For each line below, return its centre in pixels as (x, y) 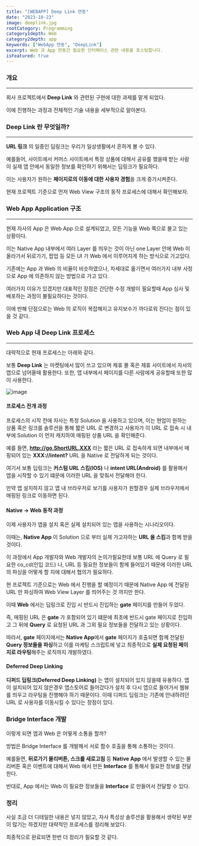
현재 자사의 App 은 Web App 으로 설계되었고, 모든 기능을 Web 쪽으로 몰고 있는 (97, 228)
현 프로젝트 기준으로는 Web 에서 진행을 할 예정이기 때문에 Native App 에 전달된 (98, 585)
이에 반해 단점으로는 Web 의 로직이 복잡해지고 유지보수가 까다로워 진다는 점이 (95, 308)
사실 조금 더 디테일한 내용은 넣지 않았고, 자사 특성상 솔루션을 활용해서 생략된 (94, 817)
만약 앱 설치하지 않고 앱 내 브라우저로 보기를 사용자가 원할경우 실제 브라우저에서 (98, 488)
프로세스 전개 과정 (27, 406)
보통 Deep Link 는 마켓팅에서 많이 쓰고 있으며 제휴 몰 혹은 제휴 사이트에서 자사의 (99, 365)
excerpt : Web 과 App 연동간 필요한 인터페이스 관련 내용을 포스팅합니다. (85, 50)
